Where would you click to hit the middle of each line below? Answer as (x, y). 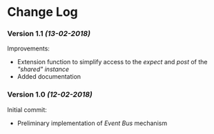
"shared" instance (43, 69)
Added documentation (49, 77)
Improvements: (29, 48)
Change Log (42, 12)
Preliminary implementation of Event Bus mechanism (92, 123)
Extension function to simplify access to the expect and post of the (112, 62)
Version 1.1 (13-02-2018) (49, 34)
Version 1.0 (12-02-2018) (50, 95)
